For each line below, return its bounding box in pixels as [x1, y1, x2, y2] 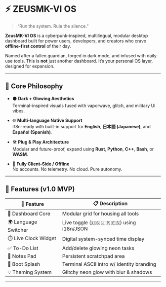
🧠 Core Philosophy [5, 82, 63, 91]
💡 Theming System [7, 269, 52, 276]
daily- [146, 52, 159, 59]
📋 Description [93, 200, 128, 207]
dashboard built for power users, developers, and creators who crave [5, 37, 147, 44]
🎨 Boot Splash [7, 260, 41, 267]
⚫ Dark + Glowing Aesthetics [12, 95, 74, 101]
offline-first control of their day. [5, 43, 71, 49]
